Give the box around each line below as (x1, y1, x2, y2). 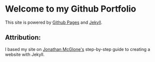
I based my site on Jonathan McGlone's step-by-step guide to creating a (5, 46, 151, 52)
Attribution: (5, 33, 41, 42)
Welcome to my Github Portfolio (5, 3, 137, 15)
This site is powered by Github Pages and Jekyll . (5, 19, 103, 25)
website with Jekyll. (5, 51, 45, 57)
